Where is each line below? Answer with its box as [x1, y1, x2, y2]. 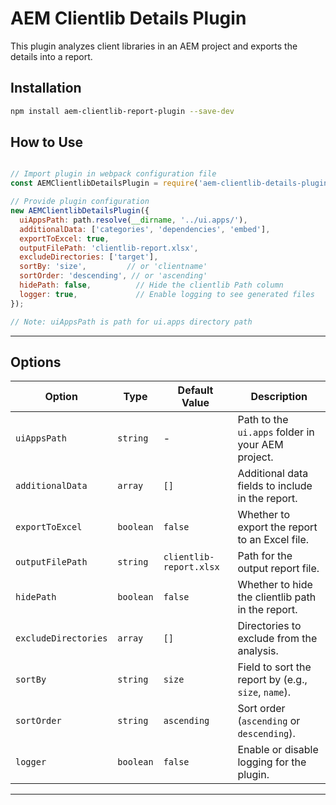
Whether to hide [237, 578, 313, 592]
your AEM [237, 438, 284, 452]
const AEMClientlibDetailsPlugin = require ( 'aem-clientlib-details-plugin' [10, 178, 333, 189]
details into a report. [10, 50, 93, 62]
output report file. [237, 562, 320, 576]
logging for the [237, 755, 307, 769]
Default [177, 383, 214, 397]
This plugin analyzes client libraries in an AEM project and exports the [10, 40, 298, 52]
